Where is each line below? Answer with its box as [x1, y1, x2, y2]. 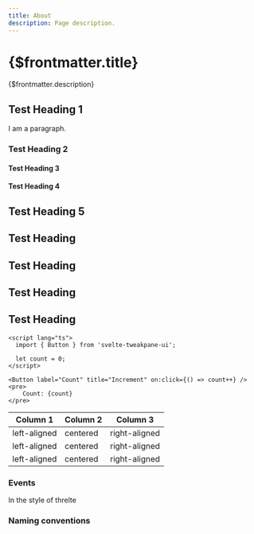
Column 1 [15, 414, 54, 425]
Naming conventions [8, 515, 91, 526]
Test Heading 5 [8, 205, 85, 218]
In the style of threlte [8, 495, 77, 505]
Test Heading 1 [8, 103, 84, 116]
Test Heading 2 [8, 144, 68, 155]
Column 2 [64, 414, 103, 425]
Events [8, 477, 36, 488]
